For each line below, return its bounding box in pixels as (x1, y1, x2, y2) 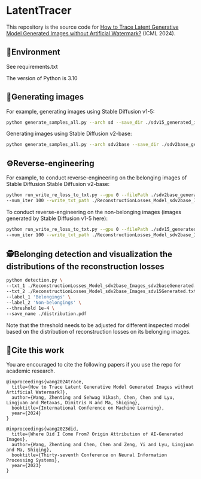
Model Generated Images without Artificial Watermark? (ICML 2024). (6, 29, 176, 36)
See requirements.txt (6, 63, 58, 70)
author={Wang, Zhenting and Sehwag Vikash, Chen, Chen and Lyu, (11, 395, 175, 401)
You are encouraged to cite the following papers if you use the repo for (6, 361, 181, 368)
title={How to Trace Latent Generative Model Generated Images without (11, 384, 194, 390)
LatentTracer (6, 4, 72, 17)
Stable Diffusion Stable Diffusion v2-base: (6, 181, 110, 188)
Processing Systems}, (6, 457, 60, 463)
